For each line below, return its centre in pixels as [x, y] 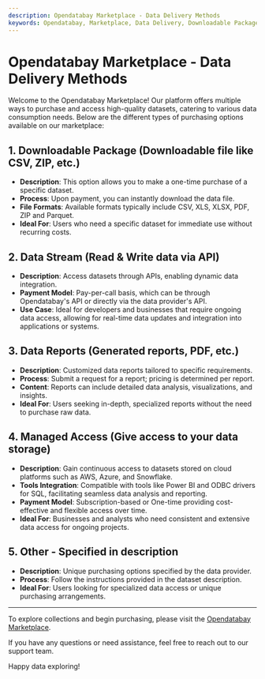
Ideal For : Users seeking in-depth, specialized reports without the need [136, 403]
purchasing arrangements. [63, 596]
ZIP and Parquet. [47, 216]
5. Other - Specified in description [93, 552]
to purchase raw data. [55, 412]
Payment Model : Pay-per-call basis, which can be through [115, 293]
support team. [31, 651]
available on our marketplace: [56, 126]
